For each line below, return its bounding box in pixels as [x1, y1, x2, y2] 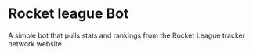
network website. [8, 38, 64, 48]
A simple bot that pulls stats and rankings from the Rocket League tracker [8, 31, 245, 40]
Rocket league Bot [8, 5, 129, 23]
